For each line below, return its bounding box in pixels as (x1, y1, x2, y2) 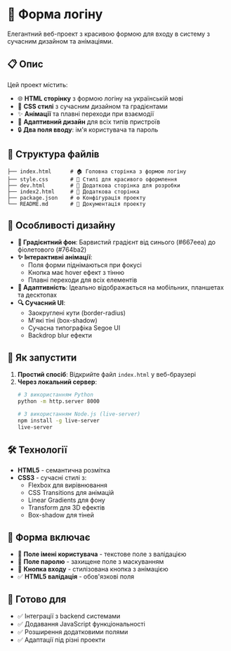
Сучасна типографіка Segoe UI (27, 323, 121, 333)
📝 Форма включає (7, 531, 91, 543)
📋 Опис (7, 58, 44, 70)
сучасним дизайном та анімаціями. (7, 37, 114, 45)
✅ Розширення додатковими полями (17, 628, 128, 636)
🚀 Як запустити (7, 352, 77, 363)
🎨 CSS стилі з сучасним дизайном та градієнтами (17, 102, 169, 110)
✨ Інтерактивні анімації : (17, 253, 93, 262)
